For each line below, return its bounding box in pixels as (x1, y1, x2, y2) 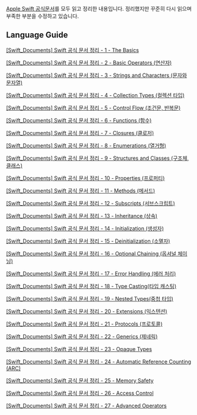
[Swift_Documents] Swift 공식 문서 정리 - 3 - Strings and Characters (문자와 (6, 72, 188, 79)
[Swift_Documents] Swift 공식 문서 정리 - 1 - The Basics (6, 46, 139, 53)
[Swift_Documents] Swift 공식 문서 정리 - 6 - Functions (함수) (6, 117, 152, 124)
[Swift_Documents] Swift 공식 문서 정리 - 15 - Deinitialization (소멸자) (6, 237, 170, 245)
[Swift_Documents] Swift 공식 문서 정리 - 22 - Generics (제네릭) (6, 333, 158, 340)
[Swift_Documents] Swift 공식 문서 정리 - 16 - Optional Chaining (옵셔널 (6, 250, 176, 257)
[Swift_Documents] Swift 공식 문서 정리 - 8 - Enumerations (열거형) (6, 141, 167, 149)
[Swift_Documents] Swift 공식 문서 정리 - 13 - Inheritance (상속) (6, 212, 158, 219)
